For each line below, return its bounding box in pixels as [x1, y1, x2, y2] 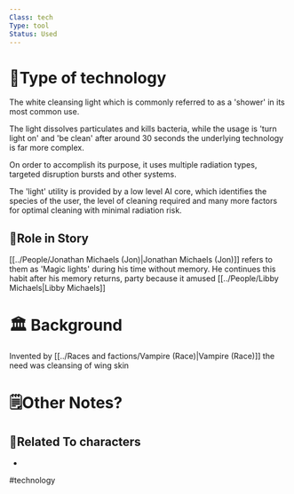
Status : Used [9, 29, 58, 38]
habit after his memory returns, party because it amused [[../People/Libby [9, 273, 280, 284]
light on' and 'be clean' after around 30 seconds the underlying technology [9, 133, 284, 144]
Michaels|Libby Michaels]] [9, 283, 107, 294]
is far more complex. [9, 143, 84, 153]
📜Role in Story [9, 231, 89, 246]
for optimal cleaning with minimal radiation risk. [9, 205, 182, 216]
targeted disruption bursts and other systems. [9, 169, 177, 180]
